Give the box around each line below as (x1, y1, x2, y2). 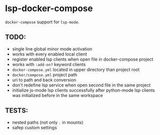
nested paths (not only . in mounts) (12, 119, 84, 125)
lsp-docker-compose (5, 3, 93, 14)
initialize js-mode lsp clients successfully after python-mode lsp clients (12, 87, 155, 93)
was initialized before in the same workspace (12, 92, 103, 98)
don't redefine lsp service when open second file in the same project (12, 82, 151, 88)
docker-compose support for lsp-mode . (5, 19, 80, 25)
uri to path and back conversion (12, 77, 77, 83)
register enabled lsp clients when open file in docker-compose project (12, 56, 154, 62)
